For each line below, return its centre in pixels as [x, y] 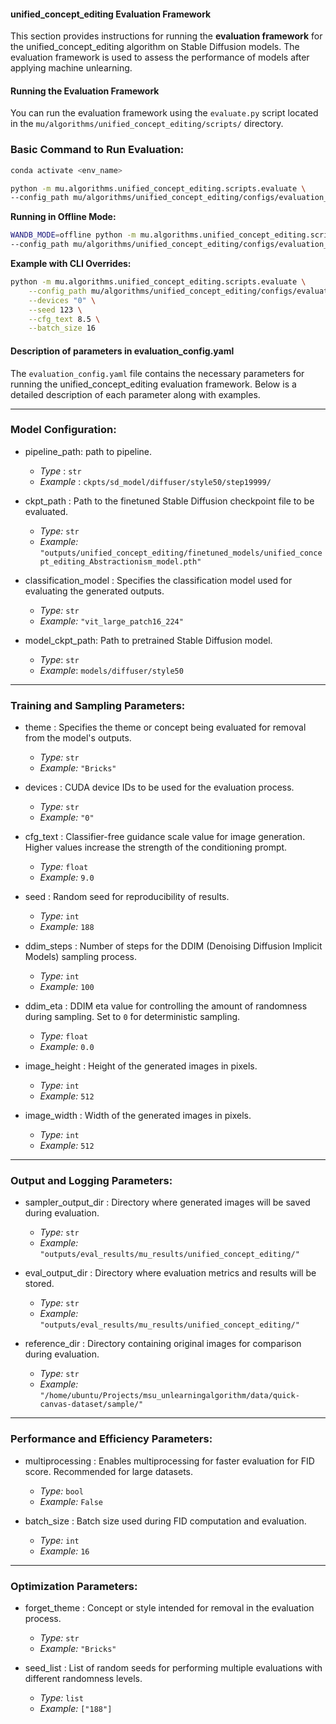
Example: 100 [67, 987]
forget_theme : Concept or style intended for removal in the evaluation [169, 1608]
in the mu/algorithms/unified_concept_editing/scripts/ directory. [147, 124]
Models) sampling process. [81, 957]
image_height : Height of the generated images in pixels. [141, 1066]
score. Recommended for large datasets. [109, 1471]
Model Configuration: [63, 430]
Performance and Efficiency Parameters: [111, 1439]
